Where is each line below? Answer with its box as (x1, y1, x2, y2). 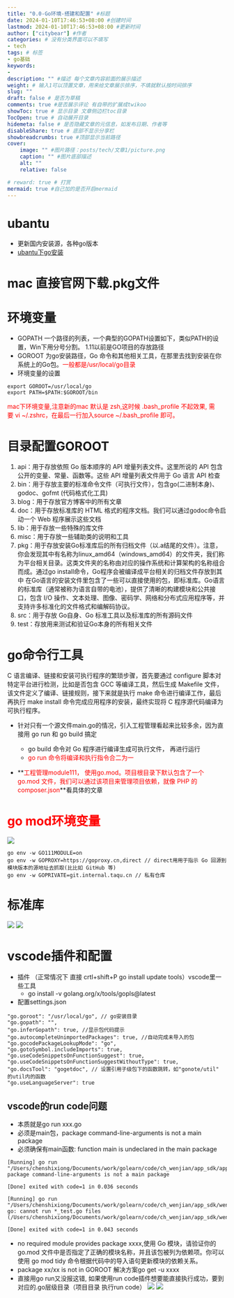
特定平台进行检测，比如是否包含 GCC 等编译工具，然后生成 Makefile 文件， (7, 680, 223, 688)
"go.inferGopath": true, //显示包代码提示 (7, 1027, 125, 1034)
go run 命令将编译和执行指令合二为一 (27, 753, 134, 762)
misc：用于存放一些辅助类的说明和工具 (17, 533, 129, 541)
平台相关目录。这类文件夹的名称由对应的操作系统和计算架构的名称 (23, 558, 213, 567)
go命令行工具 (7, 647, 84, 663)
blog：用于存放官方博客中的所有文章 (17, 498, 122, 506)
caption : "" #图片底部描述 (19, 153, 92, 161)
